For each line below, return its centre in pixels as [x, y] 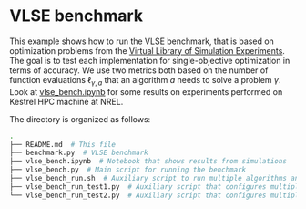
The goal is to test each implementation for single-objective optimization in [150, 60]
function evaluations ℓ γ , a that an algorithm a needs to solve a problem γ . [145, 81]
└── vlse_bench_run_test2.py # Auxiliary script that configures [138, 195]
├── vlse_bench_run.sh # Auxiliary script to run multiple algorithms [148, 179]
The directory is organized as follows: [80, 119]
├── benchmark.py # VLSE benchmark [79, 153]
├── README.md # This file [63, 144]
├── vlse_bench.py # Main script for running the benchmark [128, 170]
